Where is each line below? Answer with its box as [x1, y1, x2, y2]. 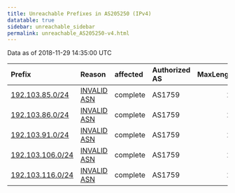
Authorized [152, 65, 191, 75]
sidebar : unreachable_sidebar [7, 23, 96, 30]
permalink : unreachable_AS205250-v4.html [7, 29, 130, 37]
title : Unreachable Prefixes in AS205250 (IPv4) [7, 10, 152, 17]
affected [114, 70, 143, 79]
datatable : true [7, 17, 55, 24]
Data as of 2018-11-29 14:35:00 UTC [7, 49, 112, 57]
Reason [80, 70, 106, 79]
